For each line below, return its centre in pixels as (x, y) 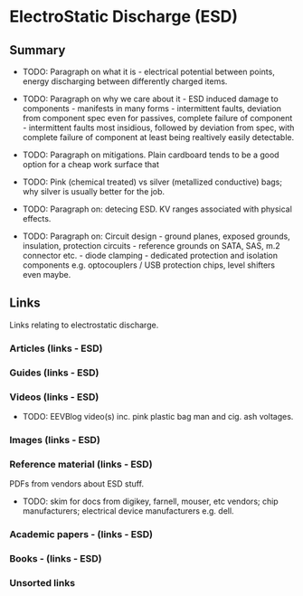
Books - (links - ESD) (56, 559)
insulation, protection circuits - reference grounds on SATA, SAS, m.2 (151, 246)
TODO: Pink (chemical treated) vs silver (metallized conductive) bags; (152, 182)
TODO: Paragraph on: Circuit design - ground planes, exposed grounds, (156, 236)
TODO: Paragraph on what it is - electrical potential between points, (149, 71)
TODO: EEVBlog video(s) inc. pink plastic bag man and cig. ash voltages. (158, 416)
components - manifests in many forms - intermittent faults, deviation (152, 109)
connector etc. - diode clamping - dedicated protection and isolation (150, 255)
